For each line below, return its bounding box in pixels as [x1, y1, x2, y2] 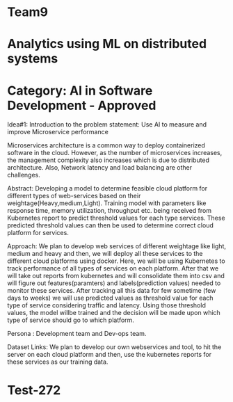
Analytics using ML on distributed [7, 36, 207, 52]
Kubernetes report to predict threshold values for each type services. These [7, 214, 225, 223]
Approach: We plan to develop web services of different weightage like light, [7, 242, 227, 250]
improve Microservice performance [7, 128, 109, 136]
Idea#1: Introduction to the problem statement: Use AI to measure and [7, 120, 207, 129]
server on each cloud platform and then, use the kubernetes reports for [7, 351, 212, 359]
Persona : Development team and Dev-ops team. [7, 330, 147, 338]
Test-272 [7, 382, 61, 398]
